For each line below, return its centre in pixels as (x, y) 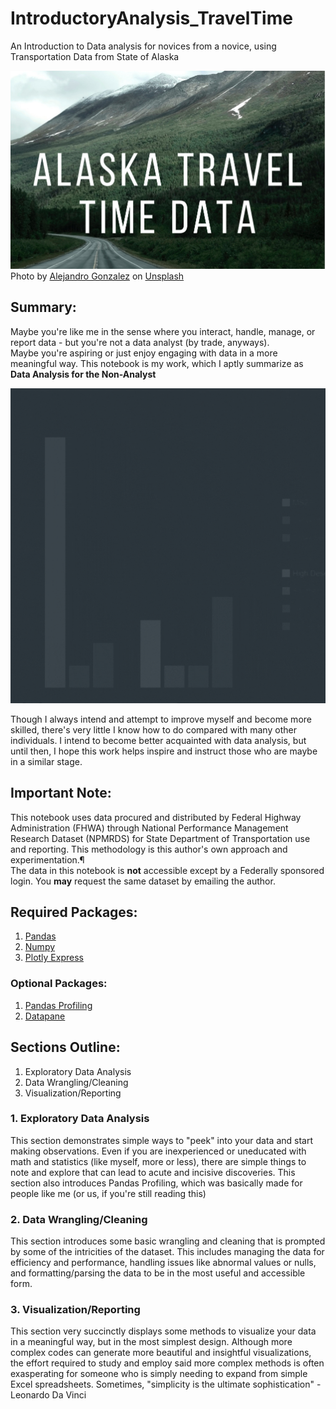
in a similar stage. (46, 761)
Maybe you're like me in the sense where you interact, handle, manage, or (163, 331)
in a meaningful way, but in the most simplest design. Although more (151, 1342)
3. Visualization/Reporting (75, 1310)
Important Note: (61, 793)
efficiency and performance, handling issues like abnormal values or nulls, (163, 1263)
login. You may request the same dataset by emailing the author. (143, 881)
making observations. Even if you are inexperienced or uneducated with (158, 1151)
